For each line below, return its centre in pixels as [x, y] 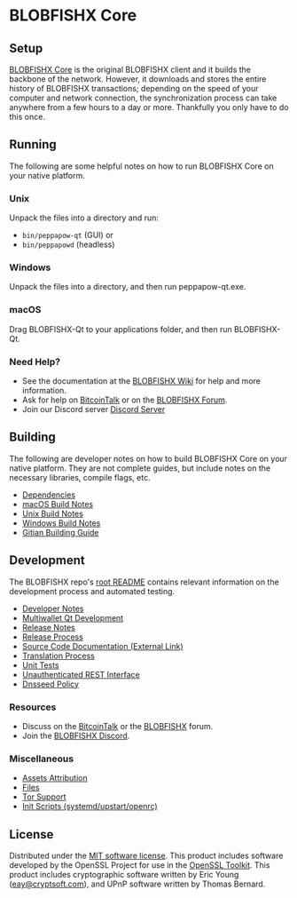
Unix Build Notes [53, 513]
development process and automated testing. [92, 591]
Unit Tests [40, 665]
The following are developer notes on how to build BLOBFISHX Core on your [148, 458]
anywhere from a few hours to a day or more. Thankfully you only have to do [149, 107]
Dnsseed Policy [51, 684]
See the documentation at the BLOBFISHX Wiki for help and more [141, 381]
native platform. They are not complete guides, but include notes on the [140, 468]
